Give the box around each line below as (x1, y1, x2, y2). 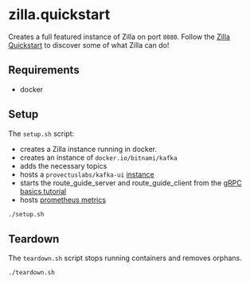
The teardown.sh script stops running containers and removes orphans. (8, 253, 242, 263)
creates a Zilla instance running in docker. (19, 144, 158, 154)
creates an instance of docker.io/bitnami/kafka (19, 153, 178, 162)
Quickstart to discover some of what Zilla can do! (8, 40, 170, 49)
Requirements (8, 64, 80, 77)
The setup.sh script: (8, 129, 75, 138)
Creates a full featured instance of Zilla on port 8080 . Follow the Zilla (8, 32, 231, 41)
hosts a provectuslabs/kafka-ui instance (19, 169, 154, 179)
